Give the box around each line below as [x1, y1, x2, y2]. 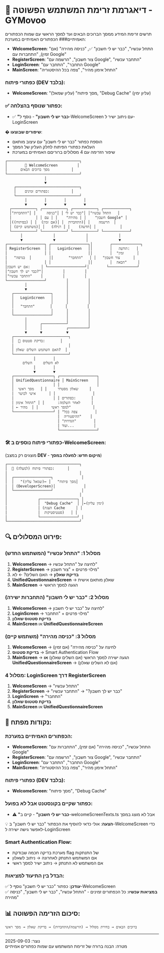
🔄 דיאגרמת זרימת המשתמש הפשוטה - [5, 4, 153, 16]
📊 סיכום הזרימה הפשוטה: [5, 909, 81, 917]
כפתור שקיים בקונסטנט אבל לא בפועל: [5, 800, 93, 807]
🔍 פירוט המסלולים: [5, 533, 62, 541]
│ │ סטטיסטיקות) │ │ [5, 510, 78, 515]
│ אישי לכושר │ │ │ [11, 391, 95, 396]
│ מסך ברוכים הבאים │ [5, 167, 74, 172]
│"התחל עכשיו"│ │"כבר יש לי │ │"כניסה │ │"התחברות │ [9, 210, 120, 215]
